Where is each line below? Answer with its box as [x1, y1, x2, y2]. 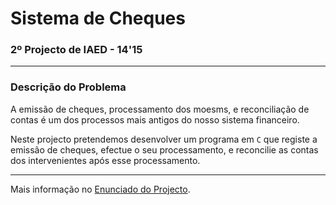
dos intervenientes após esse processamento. [10, 154, 201, 166]
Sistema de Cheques [10, 7, 186, 30]
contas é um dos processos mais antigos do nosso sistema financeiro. [10, 113, 300, 126]
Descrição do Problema [10, 80, 127, 94]
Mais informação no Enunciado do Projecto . [10, 183, 191, 195]
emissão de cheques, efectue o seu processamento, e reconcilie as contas [10, 143, 319, 156]
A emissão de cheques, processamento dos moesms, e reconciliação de [10, 103, 310, 115]
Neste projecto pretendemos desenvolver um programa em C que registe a [10, 133, 318, 145]
